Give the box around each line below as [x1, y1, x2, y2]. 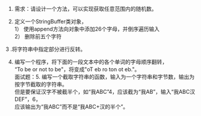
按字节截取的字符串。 [14, 81, 67, 88]
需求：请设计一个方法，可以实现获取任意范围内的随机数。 [14, 5, 157, 12]
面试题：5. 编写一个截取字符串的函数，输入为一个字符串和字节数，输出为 [14, 74, 195, 80]
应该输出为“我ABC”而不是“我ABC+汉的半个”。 [14, 103, 129, 110]
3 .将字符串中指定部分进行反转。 [5, 45, 86, 53]
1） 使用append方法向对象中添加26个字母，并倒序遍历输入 [14, 26, 160, 32]
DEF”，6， [14, 96, 42, 103]
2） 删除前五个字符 [14, 33, 62, 40]
